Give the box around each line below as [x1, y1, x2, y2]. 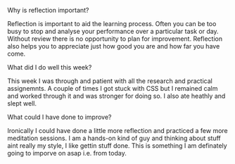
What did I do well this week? [7, 63, 92, 71]
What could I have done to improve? [7, 113, 112, 121]
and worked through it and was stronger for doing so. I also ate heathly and [7, 92, 226, 100]
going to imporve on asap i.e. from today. [7, 149, 127, 157]
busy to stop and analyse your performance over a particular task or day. [7, 27, 220, 35]
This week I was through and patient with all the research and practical [7, 77, 212, 85]
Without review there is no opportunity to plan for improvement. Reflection [7, 34, 223, 43]
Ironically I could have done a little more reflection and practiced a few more [7, 127, 228, 134]
